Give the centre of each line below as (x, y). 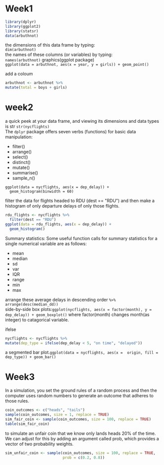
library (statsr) (22, 31)
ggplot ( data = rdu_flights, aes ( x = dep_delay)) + (58, 224)
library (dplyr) (21, 22)
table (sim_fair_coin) (27, 424)
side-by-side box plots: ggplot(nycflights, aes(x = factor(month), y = (79, 309)
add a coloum (19, 74)
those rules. (17, 401)
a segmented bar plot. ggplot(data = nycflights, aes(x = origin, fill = (82, 353)
